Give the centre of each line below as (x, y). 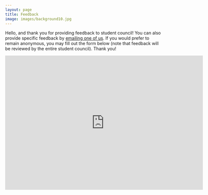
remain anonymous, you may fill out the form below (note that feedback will (82, 44)
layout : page (19, 10)
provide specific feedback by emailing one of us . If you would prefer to (77, 38)
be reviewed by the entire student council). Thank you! (61, 49)
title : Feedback (22, 14)
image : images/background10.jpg (38, 19)
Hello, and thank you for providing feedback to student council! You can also (83, 33)
